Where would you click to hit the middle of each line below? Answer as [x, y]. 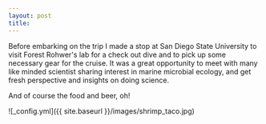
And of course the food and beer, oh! [69, 95]
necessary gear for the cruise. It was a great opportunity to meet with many [133, 63]
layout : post [30, 16]
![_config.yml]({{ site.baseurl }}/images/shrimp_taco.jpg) [101, 111]
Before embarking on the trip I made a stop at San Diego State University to [133, 46]
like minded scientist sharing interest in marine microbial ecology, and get [130, 71]
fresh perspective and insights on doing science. [89, 80]
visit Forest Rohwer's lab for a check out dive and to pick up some [117, 54]
